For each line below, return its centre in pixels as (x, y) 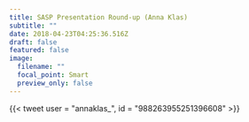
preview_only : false (55, 83)
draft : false (33, 42)
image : (21, 58)
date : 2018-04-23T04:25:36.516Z (69, 34)
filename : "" (41, 67)
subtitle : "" (33, 26)
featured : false (39, 50)
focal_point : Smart (53, 75)
